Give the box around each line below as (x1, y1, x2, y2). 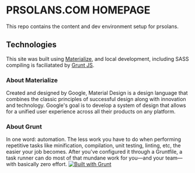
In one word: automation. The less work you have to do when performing (6, 136, 182, 143)
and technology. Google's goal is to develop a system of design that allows (6, 102, 186, 109)
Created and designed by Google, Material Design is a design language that (6, 89, 188, 96)
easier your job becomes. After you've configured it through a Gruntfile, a (6, 148, 183, 155)
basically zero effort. (17, 161, 67, 168)
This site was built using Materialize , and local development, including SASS (6, 55, 189, 62)
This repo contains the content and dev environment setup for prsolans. (6, 23, 179, 30)
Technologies (6, 40, 57, 50)
